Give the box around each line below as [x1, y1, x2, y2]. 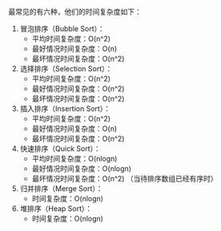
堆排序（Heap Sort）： [19, 204, 93, 213]
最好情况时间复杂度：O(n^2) [31, 84, 125, 94]
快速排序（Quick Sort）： [19, 144, 102, 153]
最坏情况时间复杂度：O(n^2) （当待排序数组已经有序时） [31, 174, 218, 183]
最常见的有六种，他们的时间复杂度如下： [8, 7, 142, 16]
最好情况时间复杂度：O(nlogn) [31, 164, 132, 173]
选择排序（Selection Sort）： [19, 64, 113, 74]
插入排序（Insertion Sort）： [19, 104, 110, 114]
